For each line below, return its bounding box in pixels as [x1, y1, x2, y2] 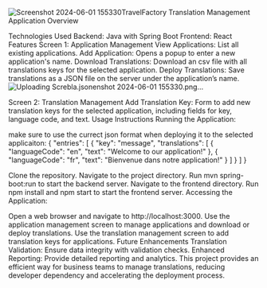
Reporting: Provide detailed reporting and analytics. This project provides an [8, 254, 259, 263]
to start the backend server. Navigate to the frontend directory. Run [37, 179, 259, 189]
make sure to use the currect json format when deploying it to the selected [8, 130, 253, 139]
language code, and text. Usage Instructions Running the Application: [8, 115, 237, 123]
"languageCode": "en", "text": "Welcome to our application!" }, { [8, 147, 218, 156]
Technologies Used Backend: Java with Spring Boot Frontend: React [8, 32, 233, 41]
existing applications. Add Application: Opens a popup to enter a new [8, 49, 236, 57]
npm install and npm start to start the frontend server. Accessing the [8, 188, 233, 197]
